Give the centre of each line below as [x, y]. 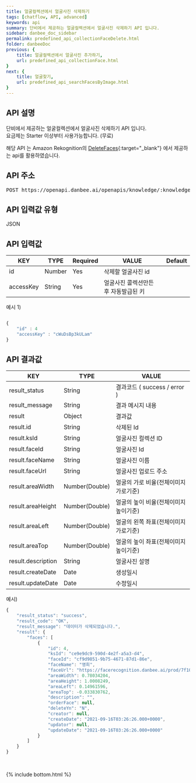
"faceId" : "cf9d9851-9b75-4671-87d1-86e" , [100, 659]
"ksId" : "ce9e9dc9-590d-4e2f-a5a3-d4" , [96, 654]
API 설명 [20, 113]
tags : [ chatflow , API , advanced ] [47, 17]
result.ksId [23, 438]
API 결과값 [24, 360]
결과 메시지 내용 [136, 406]
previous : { [20, 50]
